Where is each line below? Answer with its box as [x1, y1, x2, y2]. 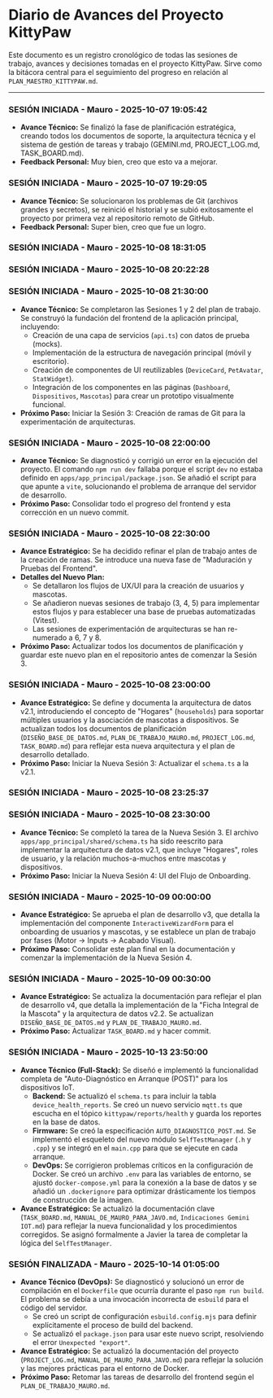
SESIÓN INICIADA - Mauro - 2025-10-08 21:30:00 [8, 286, 209, 297]
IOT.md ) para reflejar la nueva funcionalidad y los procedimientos [19, 1221, 237, 1230]
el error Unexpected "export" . [32, 1337, 131, 1347]
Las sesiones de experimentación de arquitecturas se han [32, 624, 226, 634]
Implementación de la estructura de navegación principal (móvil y [32, 348, 252, 357]
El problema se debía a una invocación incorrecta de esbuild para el [19, 1294, 249, 1304]
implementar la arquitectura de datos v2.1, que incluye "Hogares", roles [19, 844, 258, 854]
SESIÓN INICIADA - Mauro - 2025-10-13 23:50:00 [8, 1046, 209, 1058]
